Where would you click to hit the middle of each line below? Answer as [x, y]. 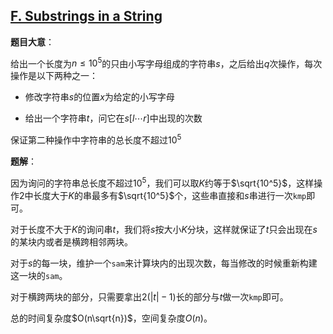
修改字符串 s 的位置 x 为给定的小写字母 [99, 97]
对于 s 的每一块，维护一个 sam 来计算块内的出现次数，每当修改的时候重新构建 [164, 263]
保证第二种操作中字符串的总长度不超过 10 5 [96, 139]
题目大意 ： [32, 41]
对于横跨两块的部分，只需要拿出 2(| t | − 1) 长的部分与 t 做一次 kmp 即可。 [149, 296]
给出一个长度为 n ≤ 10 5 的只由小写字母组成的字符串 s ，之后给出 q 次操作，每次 [166, 62]
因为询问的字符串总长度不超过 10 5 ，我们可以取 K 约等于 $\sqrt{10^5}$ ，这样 [162, 182]
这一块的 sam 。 [39, 275]
